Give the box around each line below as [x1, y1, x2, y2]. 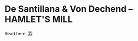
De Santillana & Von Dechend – [4, 3, 133, 15]
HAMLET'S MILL [4, 14, 73, 25]
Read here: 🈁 [4, 30, 33, 36]
